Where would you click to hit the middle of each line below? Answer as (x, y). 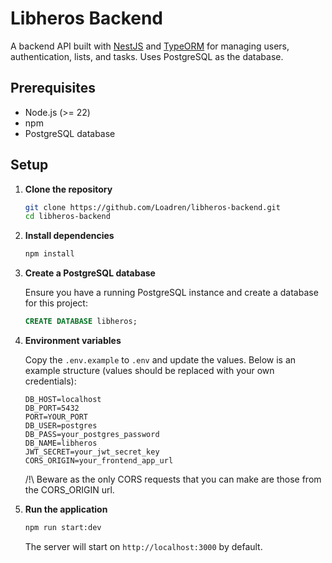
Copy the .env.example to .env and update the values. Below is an (160, 360)
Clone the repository (68, 189)
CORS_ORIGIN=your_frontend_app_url (99, 461)
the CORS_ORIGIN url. (69, 490)
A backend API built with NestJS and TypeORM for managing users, (150, 46)
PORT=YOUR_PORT (56, 417)
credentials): (50, 381)
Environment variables (73, 341)
